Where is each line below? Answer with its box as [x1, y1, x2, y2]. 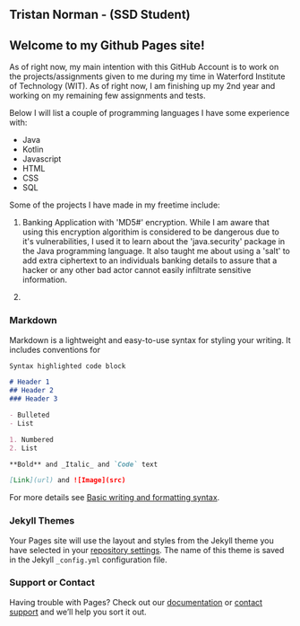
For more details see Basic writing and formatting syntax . [9, 492, 220, 503]
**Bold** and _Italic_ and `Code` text [9, 460, 159, 469]
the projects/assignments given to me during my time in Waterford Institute [9, 71, 286, 82]
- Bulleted [9, 410, 50, 419]
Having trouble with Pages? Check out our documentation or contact [9, 596, 262, 607]
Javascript [21, 154, 62, 164]
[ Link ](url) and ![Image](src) [9, 476, 126, 485]
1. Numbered [9, 435, 54, 444]
